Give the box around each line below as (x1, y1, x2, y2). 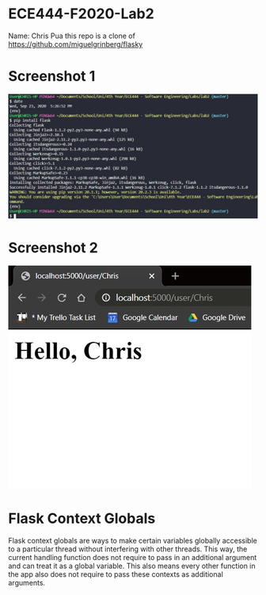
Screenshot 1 (8, 67, 96, 86)
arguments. (8, 578, 46, 587)
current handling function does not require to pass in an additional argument (8, 552, 257, 562)
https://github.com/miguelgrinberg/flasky (8, 39, 143, 48)
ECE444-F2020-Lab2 (8, 5, 154, 23)
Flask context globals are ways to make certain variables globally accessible (8, 535, 257, 545)
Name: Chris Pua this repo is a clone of (8, 31, 136, 40)
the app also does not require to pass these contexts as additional (8, 569, 223, 579)
